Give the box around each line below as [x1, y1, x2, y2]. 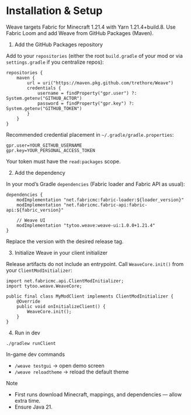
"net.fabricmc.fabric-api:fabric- [63, 202, 148, 208]
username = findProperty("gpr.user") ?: [37, 90, 137, 96]
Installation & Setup [6, 4, 103, 18]
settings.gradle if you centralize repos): [6, 58, 104, 65]
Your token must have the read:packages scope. [6, 158, 121, 165]
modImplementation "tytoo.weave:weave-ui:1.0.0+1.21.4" [16, 222, 156, 229]
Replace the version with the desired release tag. [6, 238, 124, 245]
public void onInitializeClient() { [16, 303, 106, 309]
